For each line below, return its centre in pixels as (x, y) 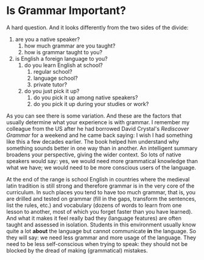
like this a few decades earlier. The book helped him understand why (93, 141)
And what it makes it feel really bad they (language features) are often (94, 218)
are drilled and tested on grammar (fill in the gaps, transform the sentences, (101, 199)
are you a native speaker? (47, 39)
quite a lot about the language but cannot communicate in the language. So (101, 231)
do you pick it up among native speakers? (86, 97)
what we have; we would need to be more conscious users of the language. (101, 167)
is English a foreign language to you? (61, 58)
